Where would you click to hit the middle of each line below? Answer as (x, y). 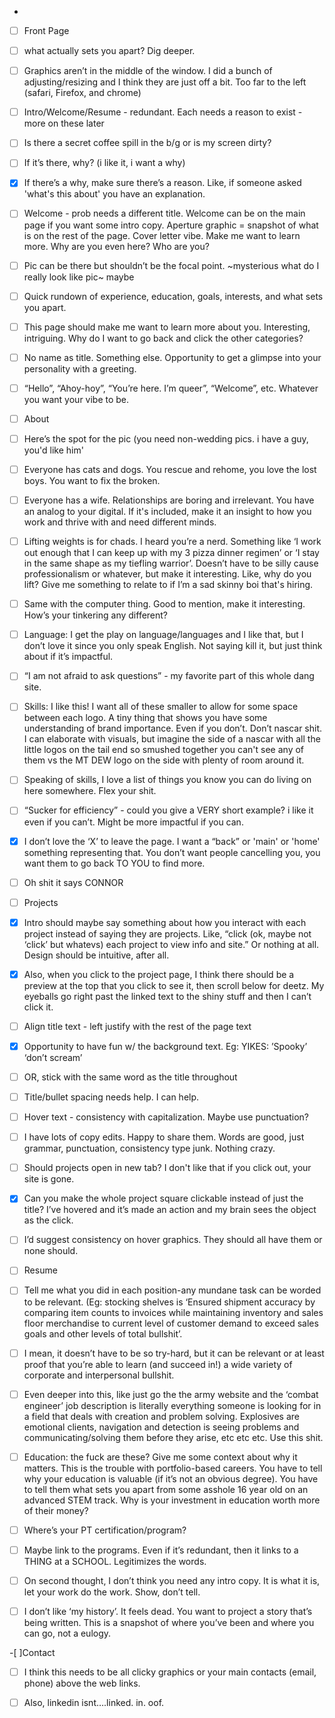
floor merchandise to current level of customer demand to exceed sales (171, 1323)
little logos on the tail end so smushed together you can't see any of (164, 750)
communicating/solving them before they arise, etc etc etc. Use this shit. (173, 1437)
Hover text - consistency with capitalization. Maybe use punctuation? (166, 1117)
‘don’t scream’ (53, 1057)
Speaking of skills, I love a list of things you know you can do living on (167, 780)
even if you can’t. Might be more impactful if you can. (133, 822)
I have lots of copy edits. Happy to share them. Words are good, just (164, 1137)
